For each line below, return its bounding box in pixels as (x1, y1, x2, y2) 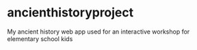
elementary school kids (7, 34, 73, 42)
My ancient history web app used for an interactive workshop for (7, 27, 190, 36)
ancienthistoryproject (7, 5, 134, 21)
